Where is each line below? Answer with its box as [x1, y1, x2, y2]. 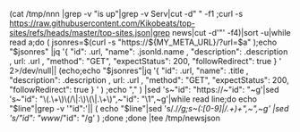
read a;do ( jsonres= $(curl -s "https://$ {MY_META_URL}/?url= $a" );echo [9, 37, 278, 47]
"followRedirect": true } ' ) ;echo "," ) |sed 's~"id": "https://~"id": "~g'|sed [9, 85, 279, 95]
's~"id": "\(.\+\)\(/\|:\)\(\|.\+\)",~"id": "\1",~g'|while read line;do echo [9, 94, 258, 104]
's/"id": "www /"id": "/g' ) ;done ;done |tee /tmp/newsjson [9, 112, 221, 123]
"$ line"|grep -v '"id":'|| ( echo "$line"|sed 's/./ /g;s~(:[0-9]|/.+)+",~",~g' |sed [9, 103, 289, 113]
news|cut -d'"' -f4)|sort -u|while [171, 28, 291, 37]
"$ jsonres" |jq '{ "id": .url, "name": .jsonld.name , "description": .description [9, 46, 288, 57]
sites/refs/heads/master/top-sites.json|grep [9, 28, 170, 37]
